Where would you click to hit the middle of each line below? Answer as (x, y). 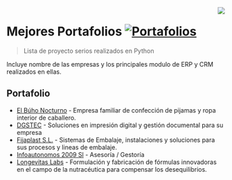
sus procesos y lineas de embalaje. (66, 147)
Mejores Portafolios (64, 32)
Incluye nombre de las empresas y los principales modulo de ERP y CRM (110, 64)
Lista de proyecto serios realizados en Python (89, 51)
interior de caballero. (46, 117)
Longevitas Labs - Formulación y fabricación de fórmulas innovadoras (117, 162)
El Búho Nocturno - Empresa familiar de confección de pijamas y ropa (116, 110)
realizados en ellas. (34, 72)
